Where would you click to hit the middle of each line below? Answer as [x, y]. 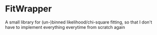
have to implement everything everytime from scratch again [65, 27]
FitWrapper [29, 9]
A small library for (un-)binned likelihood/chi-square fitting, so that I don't [79, 22]
